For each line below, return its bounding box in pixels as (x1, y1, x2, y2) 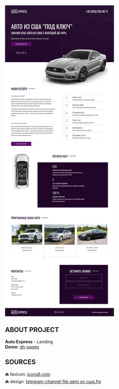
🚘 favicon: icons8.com (5, 371, 51, 377)
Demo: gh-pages (5, 344, 40, 350)
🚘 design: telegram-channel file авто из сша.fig (5, 378, 102, 384)
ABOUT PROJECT (5, 326, 59, 334)
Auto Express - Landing (5, 338, 53, 344)
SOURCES (5, 358, 36, 366)
